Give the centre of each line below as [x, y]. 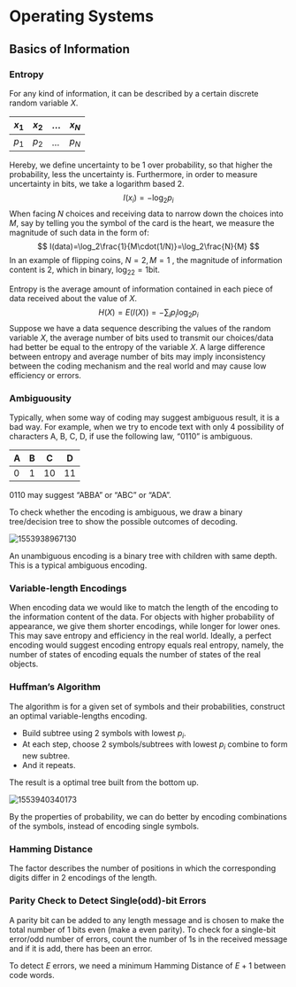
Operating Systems [82, 16]
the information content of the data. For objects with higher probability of [142, 617]
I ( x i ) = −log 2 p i [148, 199]
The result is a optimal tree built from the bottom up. [104, 782]
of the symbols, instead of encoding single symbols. [104, 827]
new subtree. [46, 756]
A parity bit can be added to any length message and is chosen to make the [147, 920]
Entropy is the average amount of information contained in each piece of [141, 289]
